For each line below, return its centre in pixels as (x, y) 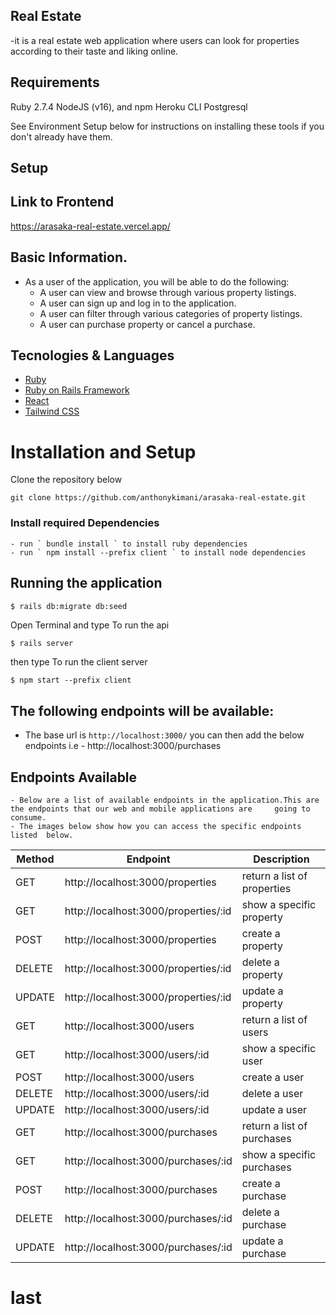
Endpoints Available (74, 777)
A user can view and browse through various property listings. (168, 292)
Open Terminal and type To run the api (90, 625)
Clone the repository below (66, 480)
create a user (273, 1077)
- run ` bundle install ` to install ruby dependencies (129, 544)
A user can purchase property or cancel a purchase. (147, 324)
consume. (28, 818)
